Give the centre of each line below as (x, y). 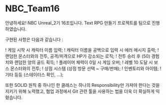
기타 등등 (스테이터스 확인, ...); (34, 74)
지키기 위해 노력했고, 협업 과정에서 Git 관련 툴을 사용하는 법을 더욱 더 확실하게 (80, 91)
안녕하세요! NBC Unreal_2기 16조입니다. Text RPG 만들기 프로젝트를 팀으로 (78, 23)
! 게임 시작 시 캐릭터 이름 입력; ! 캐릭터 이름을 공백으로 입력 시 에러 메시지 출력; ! (82, 50)
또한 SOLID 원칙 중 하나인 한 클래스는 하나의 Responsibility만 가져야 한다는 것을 (83, 85)
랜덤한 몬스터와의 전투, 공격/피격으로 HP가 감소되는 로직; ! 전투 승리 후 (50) (78, 56)
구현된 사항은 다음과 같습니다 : (34, 39)
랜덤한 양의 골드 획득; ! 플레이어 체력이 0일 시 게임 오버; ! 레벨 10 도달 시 (83, 62)
